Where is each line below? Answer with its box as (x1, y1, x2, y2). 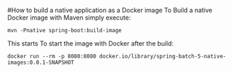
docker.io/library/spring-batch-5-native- (98, 53, 227, 60)
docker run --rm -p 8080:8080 (7, 53, 97, 60)
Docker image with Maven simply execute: (7, 13, 131, 22)
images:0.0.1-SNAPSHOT (7, 59, 74, 66)
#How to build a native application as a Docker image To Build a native (7, 6, 212, 14)
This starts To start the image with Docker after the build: (7, 39, 174, 48)
